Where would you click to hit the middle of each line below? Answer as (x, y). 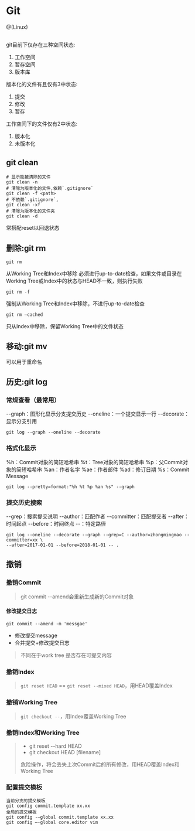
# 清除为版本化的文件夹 (31, 211)
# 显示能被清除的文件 (28, 177)
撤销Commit (24, 583)
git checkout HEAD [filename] (65, 752)
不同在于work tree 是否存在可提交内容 (66, 655)
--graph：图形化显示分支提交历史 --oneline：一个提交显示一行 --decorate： (97, 414)
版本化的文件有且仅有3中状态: (42, 84)
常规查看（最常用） (33, 400)
